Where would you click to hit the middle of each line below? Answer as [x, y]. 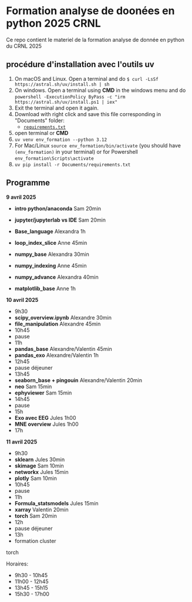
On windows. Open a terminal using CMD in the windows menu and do [100, 90]
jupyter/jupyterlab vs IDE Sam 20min [60, 220]
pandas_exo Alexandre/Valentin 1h [56, 355]
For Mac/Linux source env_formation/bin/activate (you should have [97, 145]
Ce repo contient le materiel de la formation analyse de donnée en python [95, 40]
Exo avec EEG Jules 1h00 [45, 417]
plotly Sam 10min [36, 478]
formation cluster [36, 541]
